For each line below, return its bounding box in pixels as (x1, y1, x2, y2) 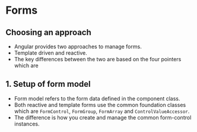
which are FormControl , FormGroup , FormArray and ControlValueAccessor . (14, 108, 190, 115)
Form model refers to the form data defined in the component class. (14, 95, 180, 102)
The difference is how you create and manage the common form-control (14, 114, 192, 121)
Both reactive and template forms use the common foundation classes (14, 101, 186, 108)
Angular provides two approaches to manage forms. (14, 43, 142, 50)
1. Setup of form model (5, 79, 91, 89)
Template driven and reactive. (14, 49, 87, 56)
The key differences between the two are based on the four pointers (14, 56, 182, 62)
